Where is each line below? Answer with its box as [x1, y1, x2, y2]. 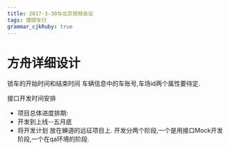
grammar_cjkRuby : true [7, 23, 73, 30]
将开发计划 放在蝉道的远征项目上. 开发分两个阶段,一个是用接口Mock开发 [17, 126, 224, 135]
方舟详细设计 [7, 55, 81, 71]
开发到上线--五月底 [17, 117, 72, 126]
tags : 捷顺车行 [7, 17, 47, 24]
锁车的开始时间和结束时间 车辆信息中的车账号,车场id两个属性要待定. [7, 79, 200, 87]
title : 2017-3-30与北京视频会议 [7, 10, 94, 17]
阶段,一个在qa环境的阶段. [17, 135, 90, 143]
